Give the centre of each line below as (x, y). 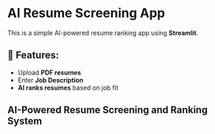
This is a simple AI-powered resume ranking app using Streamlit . (103, 33)
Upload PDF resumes (49, 72)
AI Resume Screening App (86, 13)
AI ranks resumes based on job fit (68, 88)
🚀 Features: (33, 55)
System (25, 122)
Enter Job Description (51, 80)
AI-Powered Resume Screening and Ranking (107, 110)
